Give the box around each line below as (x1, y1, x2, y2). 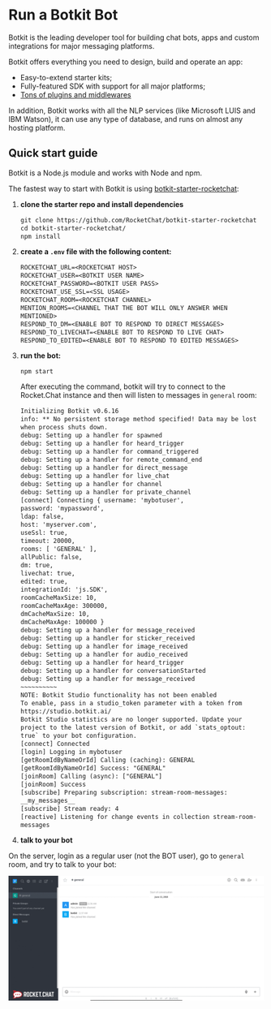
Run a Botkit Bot (8, 6, 118, 24)
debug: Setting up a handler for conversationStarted (19, 666, 206, 675)
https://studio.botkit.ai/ (19, 707, 112, 715)
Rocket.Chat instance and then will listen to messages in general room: (19, 390, 257, 399)
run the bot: (19, 351, 61, 360)
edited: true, (19, 577, 68, 585)
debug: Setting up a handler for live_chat (19, 472, 170, 480)
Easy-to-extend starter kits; (19, 72, 112, 82)
